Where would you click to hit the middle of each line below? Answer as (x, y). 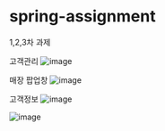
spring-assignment (82, 16)
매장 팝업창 (29, 80)
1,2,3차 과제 (30, 42)
